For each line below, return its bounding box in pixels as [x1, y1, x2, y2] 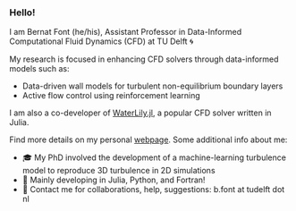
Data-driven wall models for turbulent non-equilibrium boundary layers [21, 80, 283, 91]
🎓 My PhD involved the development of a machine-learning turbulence [21, 152, 286, 163]
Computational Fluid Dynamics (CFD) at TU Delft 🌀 [9, 36, 194, 46]
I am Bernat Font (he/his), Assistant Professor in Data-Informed [9, 27, 242, 38]
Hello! [9, 6, 36, 19]
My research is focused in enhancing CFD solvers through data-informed [9, 54, 279, 64]
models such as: [9, 63, 70, 74]
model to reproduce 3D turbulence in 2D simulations [21, 165, 216, 176]
